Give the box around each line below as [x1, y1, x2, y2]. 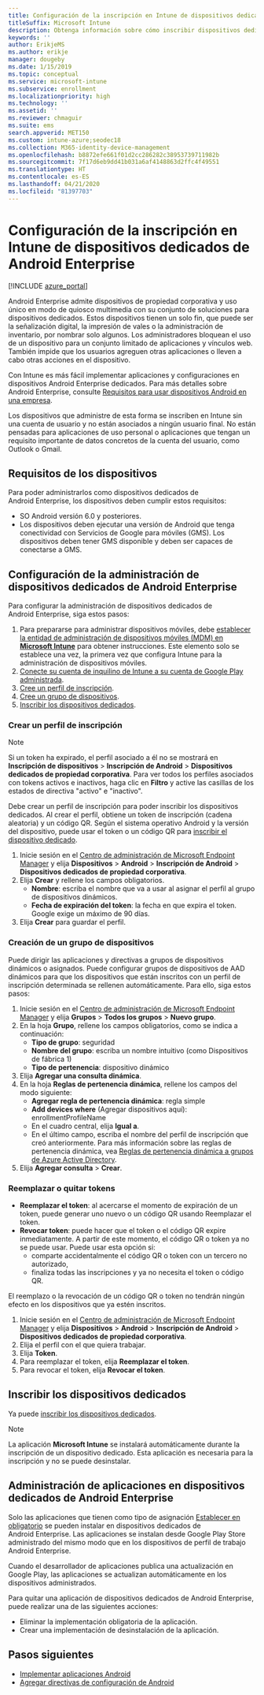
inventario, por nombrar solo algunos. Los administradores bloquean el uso [8, 330, 251, 339]
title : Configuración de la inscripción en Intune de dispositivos [8, 11, 234, 20]
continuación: [19, 1029, 64, 1038]
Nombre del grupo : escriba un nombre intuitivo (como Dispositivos [31, 1045, 249, 1055]
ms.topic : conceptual [8, 70, 79, 78]
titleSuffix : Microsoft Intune [8, 19, 111, 27]
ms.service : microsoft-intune [8, 77, 108, 85]
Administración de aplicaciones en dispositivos [8, 1479, 245, 1492]
